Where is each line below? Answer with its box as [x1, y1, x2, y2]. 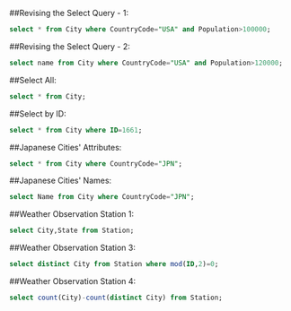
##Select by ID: [9, 108, 66, 119]
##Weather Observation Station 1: [9, 209, 135, 220]
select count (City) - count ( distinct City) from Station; [9, 293, 223, 302]
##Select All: [9, 74, 57, 85]
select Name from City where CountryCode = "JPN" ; [9, 193, 195, 202]
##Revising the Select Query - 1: [9, 8, 128, 18]
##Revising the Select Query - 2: [9, 40, 130, 52]
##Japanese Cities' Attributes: [9, 142, 122, 152]
